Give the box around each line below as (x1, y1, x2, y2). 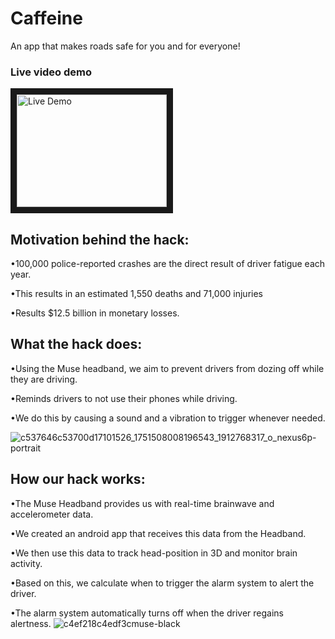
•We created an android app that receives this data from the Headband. (10, 527, 307, 539)
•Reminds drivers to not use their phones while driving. (10, 392, 238, 404)
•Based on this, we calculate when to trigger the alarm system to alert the (10, 577, 315, 589)
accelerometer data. (10, 508, 94, 520)
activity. (10, 557, 43, 569)
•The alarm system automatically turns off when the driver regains (10, 607, 284, 619)
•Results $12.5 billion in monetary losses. (10, 307, 180, 319)
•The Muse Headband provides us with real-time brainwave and (10, 497, 275, 509)
